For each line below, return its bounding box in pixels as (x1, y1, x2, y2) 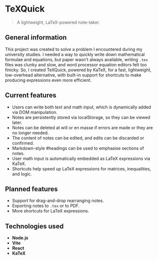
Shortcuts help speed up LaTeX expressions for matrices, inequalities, (12, 166, 151, 171)
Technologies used (5, 222, 64, 230)
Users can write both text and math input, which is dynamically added (12, 104, 151, 110)
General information (5, 33, 67, 42)
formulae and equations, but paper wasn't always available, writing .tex (5, 57, 148, 62)
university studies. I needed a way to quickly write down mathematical (5, 51, 145, 57)
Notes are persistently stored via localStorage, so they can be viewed (12, 114, 151, 120)
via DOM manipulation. (12, 109, 57, 115)
